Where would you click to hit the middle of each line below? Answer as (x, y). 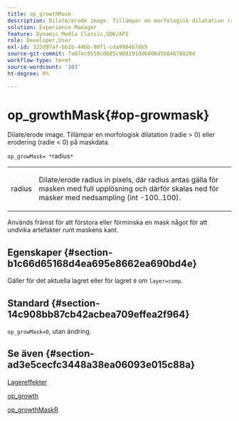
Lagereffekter (27, 382)
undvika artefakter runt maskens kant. (63, 230)
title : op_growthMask (39, 14)
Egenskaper (35, 253)
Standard (28, 303)
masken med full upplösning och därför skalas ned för (129, 189)
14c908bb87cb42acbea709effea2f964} (99, 314)
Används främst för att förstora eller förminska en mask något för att (107, 222)
